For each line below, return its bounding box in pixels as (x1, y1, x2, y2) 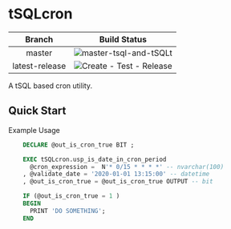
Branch (25, 34, 54, 45)
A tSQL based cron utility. (8, 81, 93, 90)
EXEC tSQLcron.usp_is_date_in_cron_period (22, 155, 167, 163)
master (26, 47, 53, 58)
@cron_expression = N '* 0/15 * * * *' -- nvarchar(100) (29, 163, 225, 171)
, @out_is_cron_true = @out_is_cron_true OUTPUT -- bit (22, 178, 214, 186)
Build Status (99, 34, 147, 45)
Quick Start (8, 104, 67, 118)
